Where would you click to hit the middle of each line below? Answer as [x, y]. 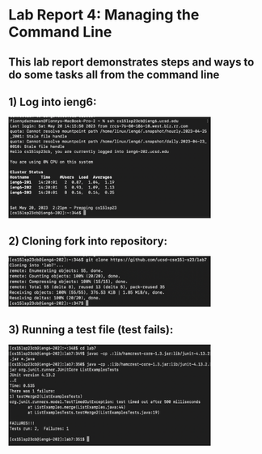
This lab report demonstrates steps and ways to [131, 62]
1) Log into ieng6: [53, 102]
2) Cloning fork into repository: [88, 241]
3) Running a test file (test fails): [91, 329]
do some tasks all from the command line [114, 74]
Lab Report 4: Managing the [104, 15]
